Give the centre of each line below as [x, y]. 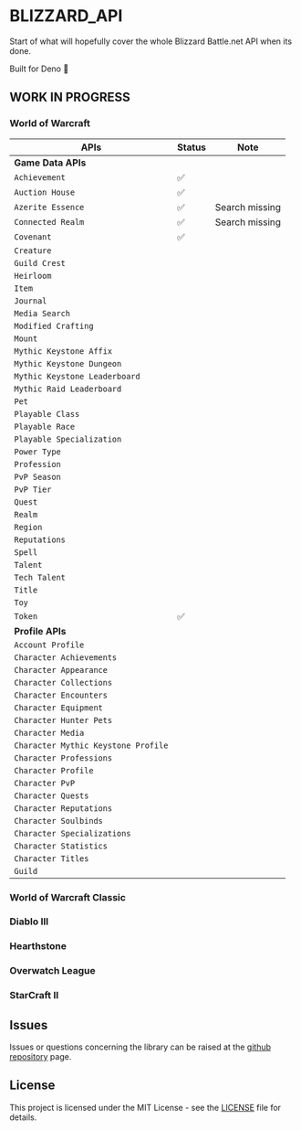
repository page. [41, 1057]
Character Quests [52, 795]
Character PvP [45, 783]
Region [28, 527]
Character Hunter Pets [63, 720]
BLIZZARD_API [66, 16]
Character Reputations [63, 808]
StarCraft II [34, 996]
